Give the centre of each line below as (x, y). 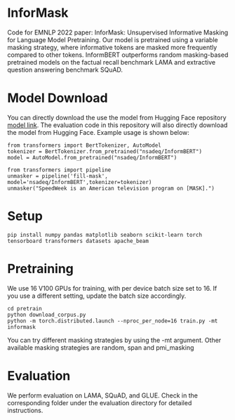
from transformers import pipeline (59, 170)
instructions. (25, 410)
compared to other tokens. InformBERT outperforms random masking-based (118, 55)
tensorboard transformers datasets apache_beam (78, 241)
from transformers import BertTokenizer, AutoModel (84, 145)
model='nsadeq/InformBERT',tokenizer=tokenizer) (80, 182)
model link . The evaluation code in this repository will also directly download (117, 125)
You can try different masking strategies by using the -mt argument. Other (114, 340)
